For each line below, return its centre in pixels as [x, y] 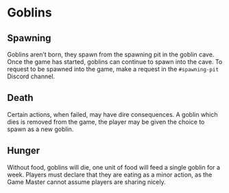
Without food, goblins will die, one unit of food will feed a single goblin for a [114, 167]
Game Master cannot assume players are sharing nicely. [86, 182]
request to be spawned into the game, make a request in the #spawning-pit [113, 69]
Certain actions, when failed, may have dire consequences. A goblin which [112, 114]
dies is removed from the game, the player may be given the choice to [106, 122]
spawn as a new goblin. [40, 129]
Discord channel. [31, 76]
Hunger [24, 151]
